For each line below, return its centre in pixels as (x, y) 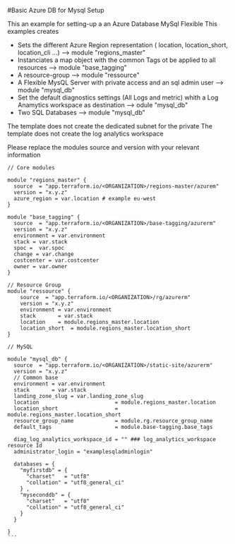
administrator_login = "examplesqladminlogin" (83, 452)
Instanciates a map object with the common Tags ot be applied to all (117, 60)
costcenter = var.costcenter (56, 260)
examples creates (33, 31)
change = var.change (44, 254)
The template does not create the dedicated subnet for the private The (110, 126)
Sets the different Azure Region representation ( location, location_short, (122, 45)
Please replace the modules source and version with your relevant (103, 147)
